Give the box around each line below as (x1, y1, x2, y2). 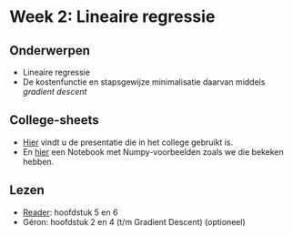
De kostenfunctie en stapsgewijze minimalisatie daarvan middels (22, 77, 266, 87)
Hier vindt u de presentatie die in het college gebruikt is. (22, 137, 234, 148)
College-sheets (9, 112, 100, 128)
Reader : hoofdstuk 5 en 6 (22, 207, 118, 218)
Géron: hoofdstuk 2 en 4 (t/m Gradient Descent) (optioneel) (22, 216, 246, 227)
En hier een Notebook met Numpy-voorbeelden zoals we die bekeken (22, 146, 284, 157)
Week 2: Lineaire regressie (9, 6, 216, 27)
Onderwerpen (9, 43, 91, 58)
